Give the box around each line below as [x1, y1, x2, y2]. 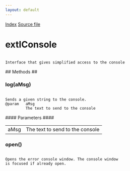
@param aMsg [5, 101, 35, 106]
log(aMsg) [5, 81, 31, 88]
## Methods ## [5, 68, 38, 74]
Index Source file [5, 21, 40, 27]
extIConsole [5, 39, 57, 50]
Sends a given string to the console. [5, 97, 87, 102]
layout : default [5, 7, 39, 13]
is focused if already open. [5, 161, 67, 166]
